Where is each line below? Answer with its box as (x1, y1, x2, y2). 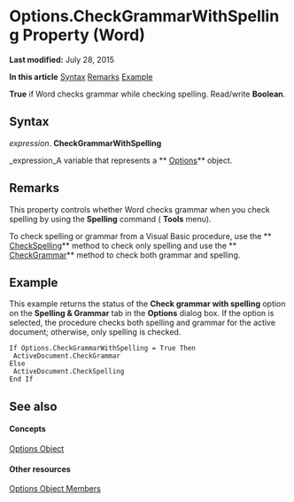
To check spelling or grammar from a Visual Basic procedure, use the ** (9, 230, 272, 241)
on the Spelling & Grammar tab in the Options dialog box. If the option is (9, 308, 275, 319)
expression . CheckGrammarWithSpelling (9, 137, 162, 148)
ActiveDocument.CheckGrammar (12, 351, 121, 360)
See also (9, 398, 58, 413)
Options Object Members (9, 483, 102, 494)
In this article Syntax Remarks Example (9, 71, 153, 81)
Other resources (9, 463, 71, 475)
